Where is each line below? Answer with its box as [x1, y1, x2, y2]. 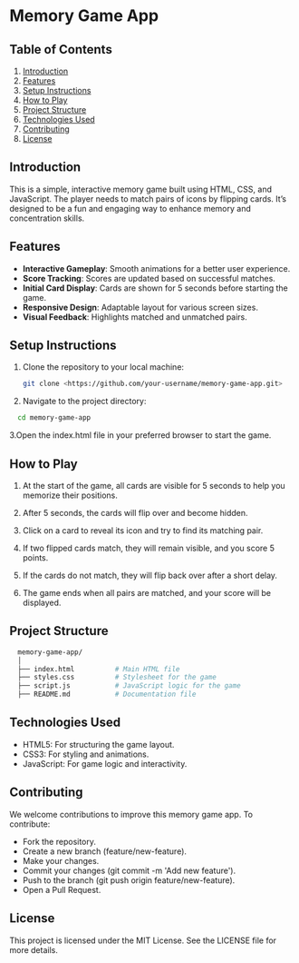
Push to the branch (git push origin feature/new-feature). [22, 874, 236, 886]
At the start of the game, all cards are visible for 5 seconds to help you [22, 481, 285, 491]
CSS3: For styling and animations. [22, 749, 149, 759]
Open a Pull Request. [22, 884, 101, 895]
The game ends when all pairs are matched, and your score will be [22, 588, 272, 598]
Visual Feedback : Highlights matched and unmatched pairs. [22, 311, 247, 323]
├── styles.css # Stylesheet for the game [17, 673, 217, 682]
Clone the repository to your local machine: [22, 362, 184, 372]
